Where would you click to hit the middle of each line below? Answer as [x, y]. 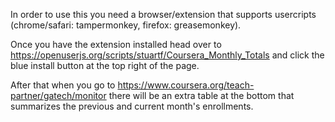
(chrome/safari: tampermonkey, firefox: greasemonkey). [126, 25]
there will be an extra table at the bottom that [201, 95]
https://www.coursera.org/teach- [186, 85]
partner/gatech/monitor [58, 95]
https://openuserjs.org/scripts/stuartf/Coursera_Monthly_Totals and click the [167, 55]
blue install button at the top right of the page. [105, 65]
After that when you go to [63, 85]
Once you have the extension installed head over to [116, 44]
